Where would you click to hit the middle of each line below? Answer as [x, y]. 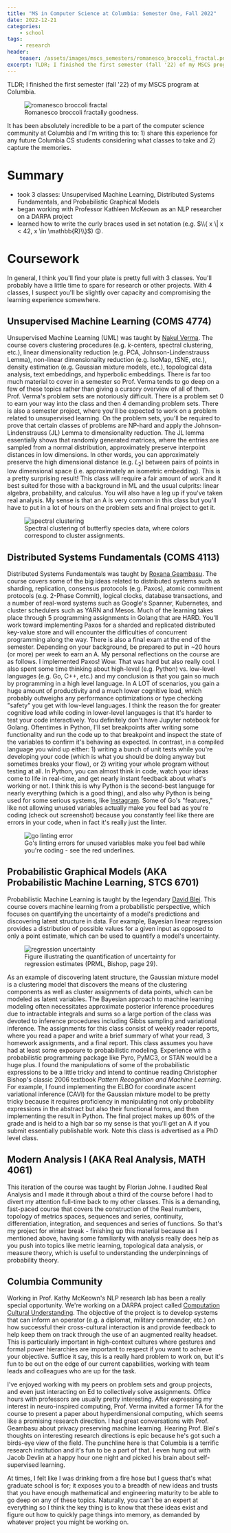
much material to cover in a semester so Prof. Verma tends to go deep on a [113, 382]
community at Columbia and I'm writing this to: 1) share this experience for [112, 133]
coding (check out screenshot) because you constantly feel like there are [111, 815]
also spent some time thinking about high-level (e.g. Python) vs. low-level [111, 669]
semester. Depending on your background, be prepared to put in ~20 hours [114, 647]
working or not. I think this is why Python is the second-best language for [111, 786]
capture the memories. [39, 147]
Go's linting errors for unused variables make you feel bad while [115, 843]
